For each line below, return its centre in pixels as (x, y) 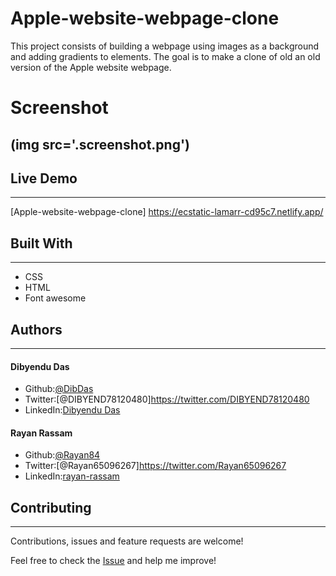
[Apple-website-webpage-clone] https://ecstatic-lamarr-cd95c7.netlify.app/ (167, 212)
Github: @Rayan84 (62, 455)
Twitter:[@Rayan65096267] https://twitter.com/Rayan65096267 (155, 466)
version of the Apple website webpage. (91, 67)
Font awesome (55, 298)
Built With (41, 243)
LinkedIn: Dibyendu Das (72, 410)
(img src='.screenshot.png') (100, 144)
